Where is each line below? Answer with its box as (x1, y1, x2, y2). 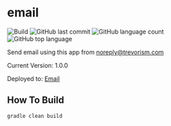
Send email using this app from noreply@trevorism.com (7, 48, 164, 56)
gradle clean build (7, 112, 63, 119)
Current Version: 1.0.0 (7, 61, 68, 69)
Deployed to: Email (7, 74, 60, 83)
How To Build (7, 94, 64, 106)
